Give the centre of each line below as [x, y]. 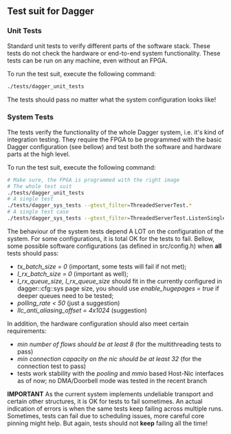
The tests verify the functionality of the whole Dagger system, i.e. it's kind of [115, 132]
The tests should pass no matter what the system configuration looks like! [112, 100]
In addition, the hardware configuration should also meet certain [98, 323]
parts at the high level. [39, 154]
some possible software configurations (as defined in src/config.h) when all [114, 246]
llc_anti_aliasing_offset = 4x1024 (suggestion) [82, 310]
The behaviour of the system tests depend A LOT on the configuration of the [115, 231]
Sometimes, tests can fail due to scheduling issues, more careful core [106, 415]
